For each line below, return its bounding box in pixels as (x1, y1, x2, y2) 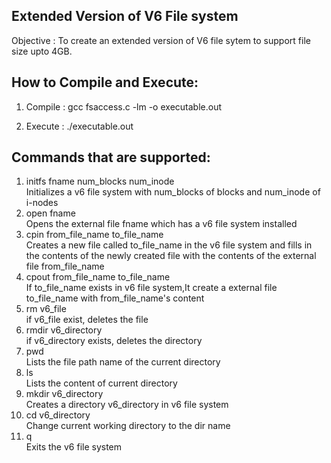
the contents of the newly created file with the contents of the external (25, 250, 317, 262)
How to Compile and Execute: (11, 74, 199, 91)
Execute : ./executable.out (25, 120, 134, 132)
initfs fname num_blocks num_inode (25, 175, 175, 188)
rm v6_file (25, 303, 67, 315)
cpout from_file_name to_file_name (25, 271, 171, 283)
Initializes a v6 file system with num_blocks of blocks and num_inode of (25, 186, 321, 198)
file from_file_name (25, 260, 105, 273)
